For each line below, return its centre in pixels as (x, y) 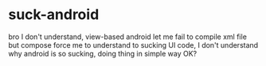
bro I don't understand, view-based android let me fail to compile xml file (127, 37)
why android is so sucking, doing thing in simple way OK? (103, 53)
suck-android (54, 15)
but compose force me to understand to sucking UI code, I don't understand (133, 45)
